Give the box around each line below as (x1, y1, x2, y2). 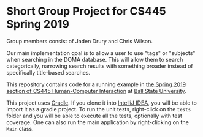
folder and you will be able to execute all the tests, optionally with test (6, 112, 183, 119)
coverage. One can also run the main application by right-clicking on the (6, 118, 189, 126)
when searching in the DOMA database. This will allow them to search (6, 56, 183, 63)
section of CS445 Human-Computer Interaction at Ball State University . (6, 87, 186, 94)
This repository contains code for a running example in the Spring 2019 (6, 81, 186, 88)
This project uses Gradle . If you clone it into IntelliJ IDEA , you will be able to (6, 99, 197, 106)
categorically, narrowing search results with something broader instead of (6, 62, 193, 70)
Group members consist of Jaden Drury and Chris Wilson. (6, 37, 153, 45)
